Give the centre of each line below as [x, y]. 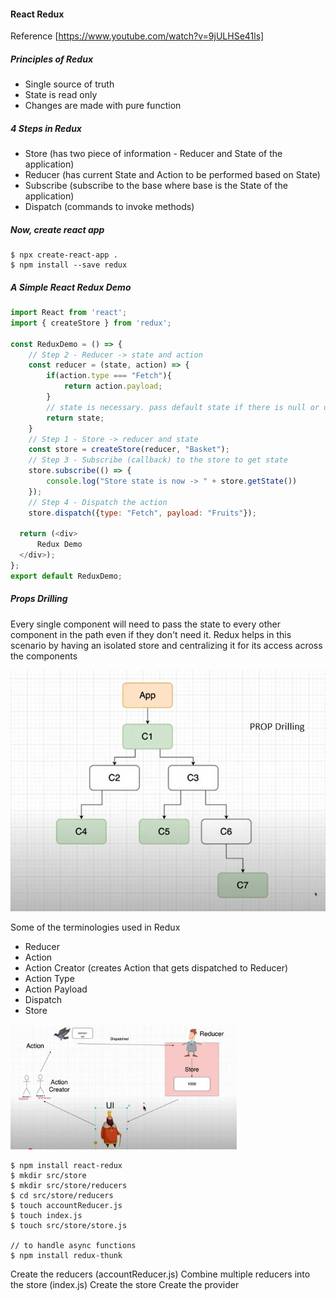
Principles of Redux [52, 59]
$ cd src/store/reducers [62, 1196]
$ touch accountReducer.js [66, 1206]
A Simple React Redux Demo [71, 287]
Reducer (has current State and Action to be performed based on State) [172, 175]
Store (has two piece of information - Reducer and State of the [153, 154]
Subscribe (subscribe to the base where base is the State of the [156, 186]
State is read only [61, 95]
